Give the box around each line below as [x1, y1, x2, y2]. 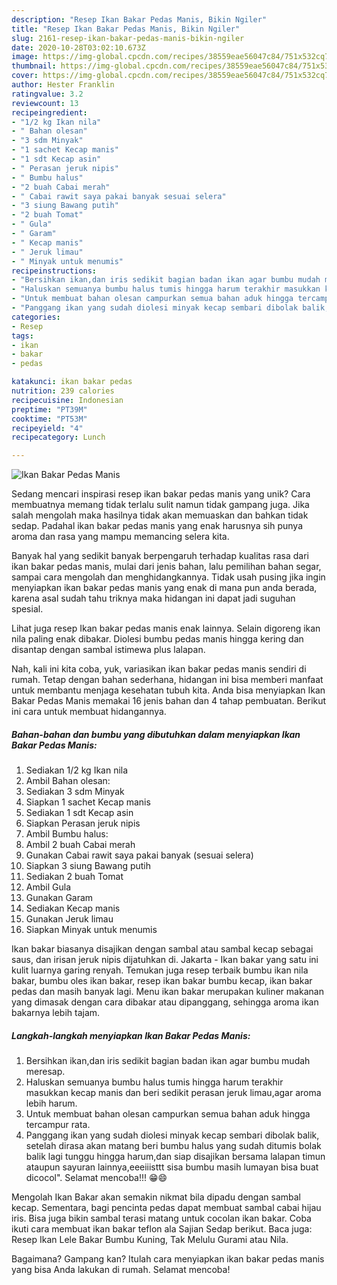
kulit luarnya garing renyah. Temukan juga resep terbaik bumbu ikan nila [11, 964, 309, 976]
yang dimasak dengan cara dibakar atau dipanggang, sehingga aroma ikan [11, 996, 319, 1008]
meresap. [25, 1066, 66, 1078]
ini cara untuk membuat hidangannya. [11, 706, 167, 718]
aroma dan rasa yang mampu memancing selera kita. [11, 531, 230, 543]
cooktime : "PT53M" [11, 414, 88, 424]
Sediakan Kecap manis [25, 902, 121, 915]
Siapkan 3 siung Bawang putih [25, 860, 152, 872]
